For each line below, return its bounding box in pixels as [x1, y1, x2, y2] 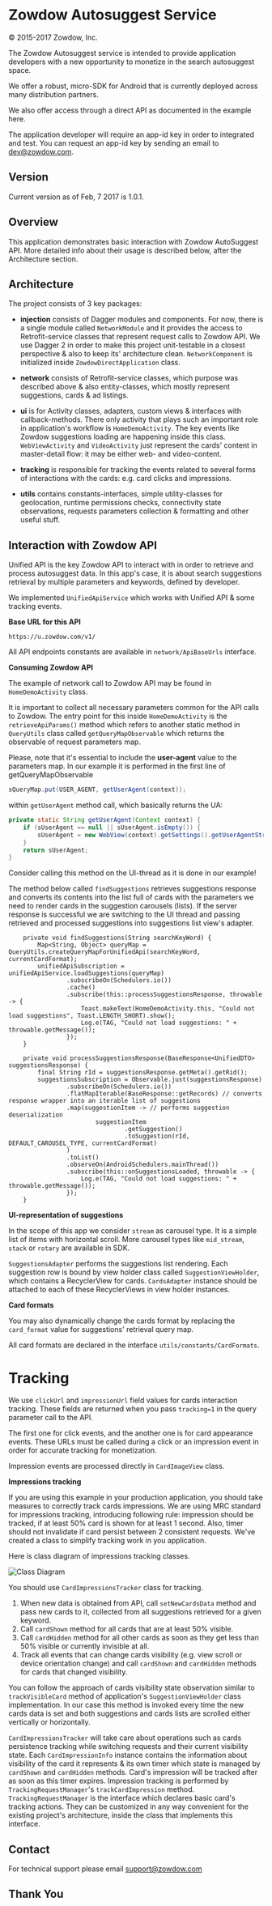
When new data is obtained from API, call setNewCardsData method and [19, 1598, 257, 1608]
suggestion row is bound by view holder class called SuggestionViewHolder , [8, 1267, 260, 1277]
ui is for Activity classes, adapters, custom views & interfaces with [19, 406, 241, 416]
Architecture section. [8, 253, 79, 264]
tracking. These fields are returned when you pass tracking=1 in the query [8, 1404, 257, 1414]
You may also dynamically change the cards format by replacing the [8, 1316, 236, 1325]
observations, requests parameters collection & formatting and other [19, 506, 249, 516]
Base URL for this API [8, 617, 81, 627]
